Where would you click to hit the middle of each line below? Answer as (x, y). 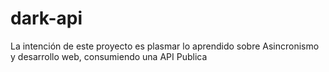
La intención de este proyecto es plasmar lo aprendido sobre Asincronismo (165, 46)
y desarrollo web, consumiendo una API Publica (109, 56)
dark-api (46, 18)
